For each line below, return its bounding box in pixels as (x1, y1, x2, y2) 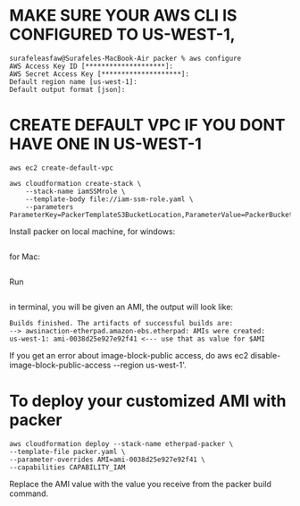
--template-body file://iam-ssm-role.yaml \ (25, 194, 194, 204)
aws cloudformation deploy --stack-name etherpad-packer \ (9, 439, 234, 448)
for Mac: (9, 251, 40, 262)
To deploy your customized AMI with (9, 391, 287, 411)
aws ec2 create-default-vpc (9, 163, 114, 173)
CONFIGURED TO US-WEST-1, (9, 24, 236, 45)
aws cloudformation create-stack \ (9, 179, 142, 188)
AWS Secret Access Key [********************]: (9, 69, 190, 79)
